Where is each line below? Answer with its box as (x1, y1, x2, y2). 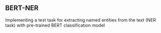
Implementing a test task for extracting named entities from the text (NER (5, 17, 156, 23)
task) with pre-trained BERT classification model (5, 22, 105, 28)
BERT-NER (5, 4, 39, 12)
